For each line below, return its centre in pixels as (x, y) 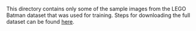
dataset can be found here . (40, 22)
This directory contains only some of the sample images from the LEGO (96, 9)
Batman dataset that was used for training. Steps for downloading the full (98, 15)
